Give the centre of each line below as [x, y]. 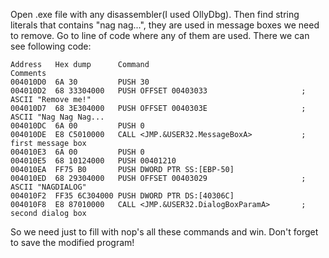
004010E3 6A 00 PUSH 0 [77, 152]
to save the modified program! [72, 242]
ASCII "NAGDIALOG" [48, 187]
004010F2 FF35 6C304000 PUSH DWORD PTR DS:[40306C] [122, 196]
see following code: [51, 46]
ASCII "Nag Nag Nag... [57, 117]
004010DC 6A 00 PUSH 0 [77, 126]
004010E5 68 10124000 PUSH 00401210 [93, 161]
